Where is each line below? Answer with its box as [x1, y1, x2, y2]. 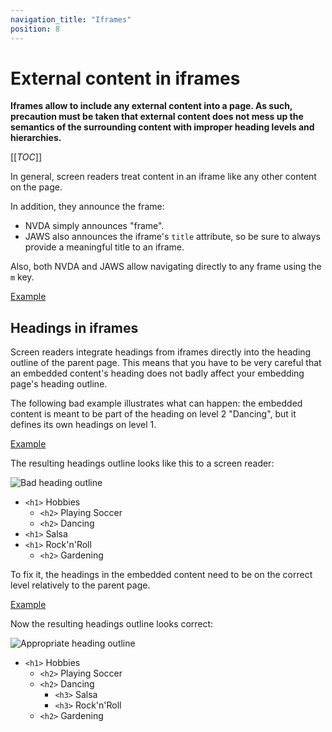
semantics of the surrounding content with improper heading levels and [10, 121, 315, 133]
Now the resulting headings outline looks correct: [10, 618, 214, 630]
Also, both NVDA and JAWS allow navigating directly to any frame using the [10, 261, 322, 273]
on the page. [10, 181, 63, 193]
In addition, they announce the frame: [10, 201, 165, 213]
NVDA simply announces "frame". [24, 220, 165, 232]
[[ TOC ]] [10, 151, 42, 163]
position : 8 [10, 24, 60, 34]
